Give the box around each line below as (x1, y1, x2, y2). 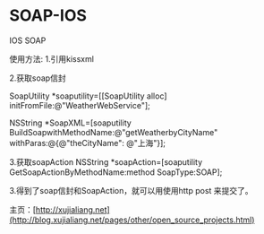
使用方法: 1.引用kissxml (9, 53, 94, 64)
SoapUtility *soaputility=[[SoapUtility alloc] (9, 91, 167, 101)
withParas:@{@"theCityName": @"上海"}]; (9, 137, 166, 148)
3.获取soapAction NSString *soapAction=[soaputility (9, 156, 203, 167)
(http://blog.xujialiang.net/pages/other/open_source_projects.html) (9, 214, 255, 225)
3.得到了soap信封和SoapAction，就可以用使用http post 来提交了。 (9, 185, 253, 195)
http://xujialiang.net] (35, 204, 110, 215)
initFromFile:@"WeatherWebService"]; (9, 100, 150, 110)
